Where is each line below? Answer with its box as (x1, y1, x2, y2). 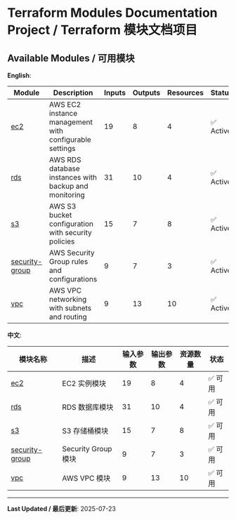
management (48, 117, 93, 127)
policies (48, 236, 75, 246)
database (48, 164, 81, 173)
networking (48, 295, 87, 304)
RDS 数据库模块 (62, 402, 114, 412)
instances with (48, 173, 97, 182)
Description (53, 88, 93, 98)
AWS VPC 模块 (62, 474, 111, 483)
